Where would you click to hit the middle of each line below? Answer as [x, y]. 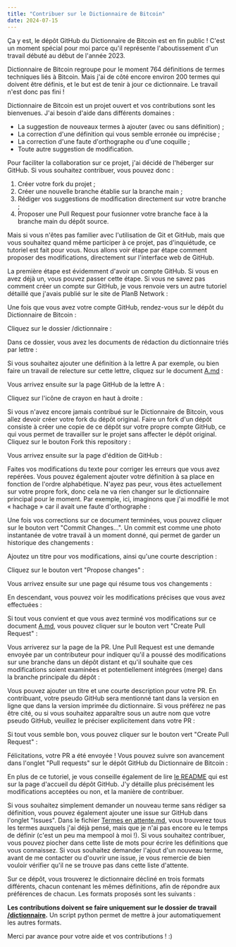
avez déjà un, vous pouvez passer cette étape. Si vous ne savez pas [106, 279]
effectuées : [25, 604]
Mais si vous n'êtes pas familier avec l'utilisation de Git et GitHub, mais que [116, 235]
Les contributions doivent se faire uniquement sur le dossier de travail [112, 908]
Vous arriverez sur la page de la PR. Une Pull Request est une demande [111, 647]
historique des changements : [50, 542]
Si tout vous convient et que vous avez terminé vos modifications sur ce [112, 618]
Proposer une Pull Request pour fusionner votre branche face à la [113, 214]
